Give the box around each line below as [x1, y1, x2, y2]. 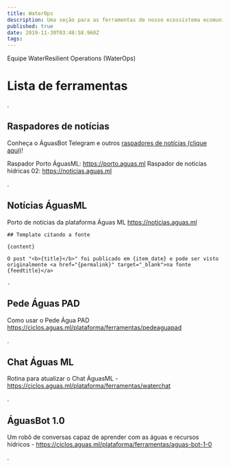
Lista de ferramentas [7, 78, 128, 94]
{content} [7, 243, 36, 250]
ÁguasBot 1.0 [7, 415, 65, 427]
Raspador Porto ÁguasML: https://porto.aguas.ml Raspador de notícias [7, 159, 207, 168]
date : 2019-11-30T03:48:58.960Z [7, 29, 99, 36]
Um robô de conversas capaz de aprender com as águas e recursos [7, 433, 200, 442]
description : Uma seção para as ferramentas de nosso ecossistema [7, 16, 201, 23]
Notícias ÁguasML [7, 200, 88, 212]
